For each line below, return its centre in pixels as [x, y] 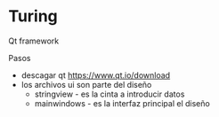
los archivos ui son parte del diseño [86, 84]
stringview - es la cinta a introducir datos [109, 94]
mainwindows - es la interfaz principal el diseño [122, 103]
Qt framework [34, 41]
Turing [33, 16]
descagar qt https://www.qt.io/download [96, 75]
